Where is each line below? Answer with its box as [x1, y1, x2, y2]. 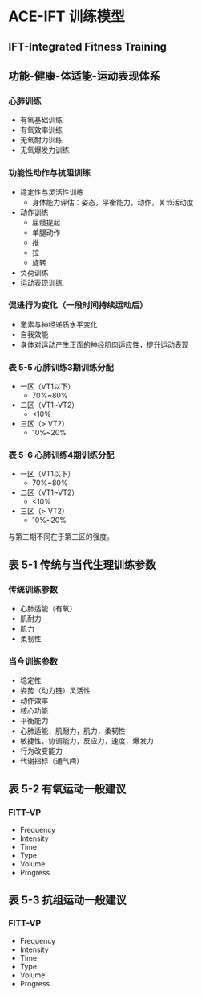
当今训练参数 [8, 656, 59, 668]
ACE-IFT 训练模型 [8, 7, 126, 26]
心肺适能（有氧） [19, 604, 77, 614]
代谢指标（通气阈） [19, 756, 84, 766]
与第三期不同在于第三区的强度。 [8, 532, 114, 541]
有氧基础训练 [19, 115, 63, 125]
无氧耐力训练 [19, 135, 63, 145]
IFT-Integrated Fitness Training [8, 39, 167, 53]
